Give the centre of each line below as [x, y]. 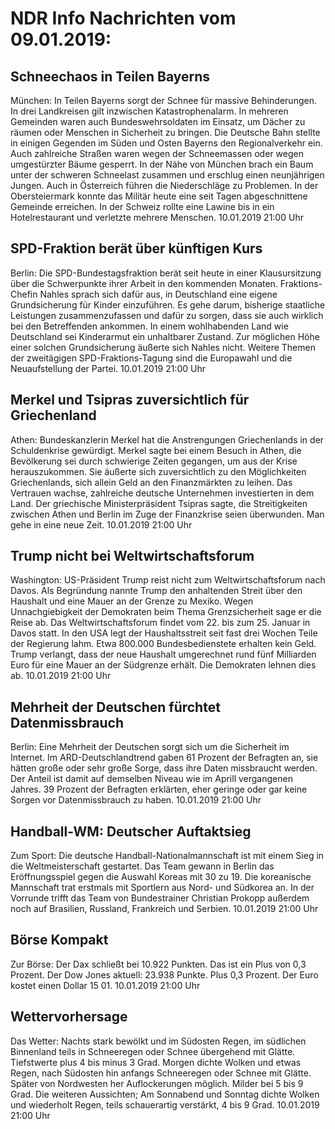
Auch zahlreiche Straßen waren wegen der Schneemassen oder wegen [157, 153]
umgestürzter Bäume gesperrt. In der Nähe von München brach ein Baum [162, 164]
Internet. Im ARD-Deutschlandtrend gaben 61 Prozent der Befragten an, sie [164, 758]
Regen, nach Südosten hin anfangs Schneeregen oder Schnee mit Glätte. [161, 1073]
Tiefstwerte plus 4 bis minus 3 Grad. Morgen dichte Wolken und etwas [156, 1062]
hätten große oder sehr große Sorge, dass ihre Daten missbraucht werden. [164, 768]
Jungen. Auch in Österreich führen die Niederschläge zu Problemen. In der [164, 185]
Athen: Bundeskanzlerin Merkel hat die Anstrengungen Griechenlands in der [167, 439]
